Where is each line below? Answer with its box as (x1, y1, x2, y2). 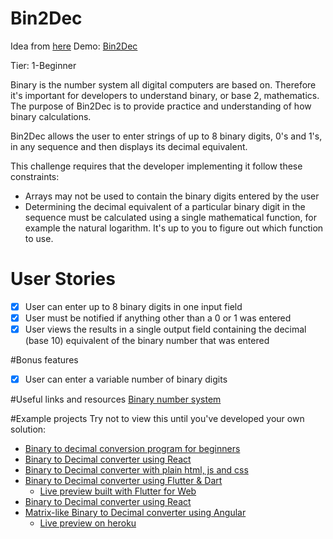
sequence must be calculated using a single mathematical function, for (24, 211, 318, 223)
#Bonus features (10, 354, 79, 366)
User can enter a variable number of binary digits (24, 373, 228, 386)
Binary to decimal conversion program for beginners (24, 443, 241, 455)
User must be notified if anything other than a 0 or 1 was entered (24, 312, 292, 324)
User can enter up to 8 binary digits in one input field (24, 300, 243, 312)
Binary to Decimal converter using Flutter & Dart (24, 475, 223, 487)
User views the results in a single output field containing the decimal (24, 323, 307, 335)
